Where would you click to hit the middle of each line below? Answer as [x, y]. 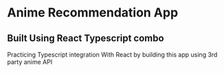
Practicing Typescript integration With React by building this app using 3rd [112, 54]
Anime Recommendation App [93, 13]
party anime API [30, 62]
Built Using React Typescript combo [86, 38]
